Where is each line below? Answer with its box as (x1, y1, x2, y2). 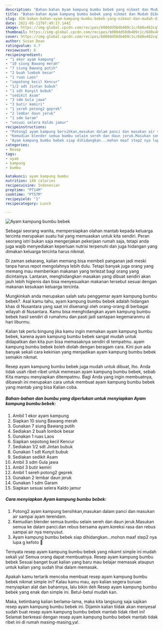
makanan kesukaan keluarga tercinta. (5, 284, 80, 289)
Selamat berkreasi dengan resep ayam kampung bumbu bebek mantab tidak (5, 614, 158, 620)
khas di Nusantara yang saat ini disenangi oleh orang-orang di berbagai (5, 304, 148, 309)
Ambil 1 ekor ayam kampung (12, 413, 69, 419)
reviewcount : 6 (5, 48, 36, 52)
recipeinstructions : (5, 124, 47, 129)
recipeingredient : (5, 52, 43, 57)
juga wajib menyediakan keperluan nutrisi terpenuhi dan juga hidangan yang (5, 243, 158, 249)
